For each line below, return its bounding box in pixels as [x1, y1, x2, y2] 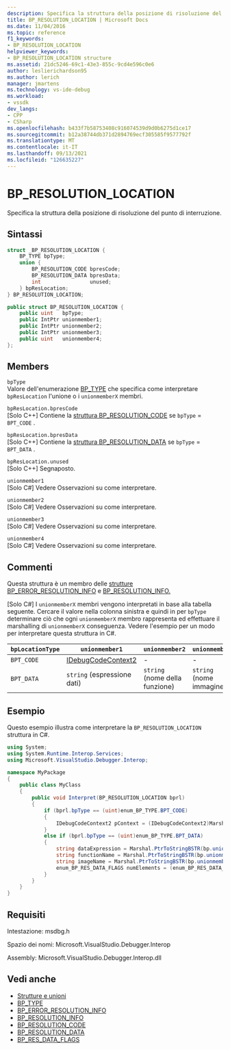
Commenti [7, 561, 53, 573]
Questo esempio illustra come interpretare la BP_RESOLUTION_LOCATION [7, 723, 202, 732]
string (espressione [66, 670, 132, 679]
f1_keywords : [7, 36, 44, 42]
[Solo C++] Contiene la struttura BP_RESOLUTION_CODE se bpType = [7, 412, 202, 420]
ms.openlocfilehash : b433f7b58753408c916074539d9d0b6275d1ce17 [7, 125, 192, 132]
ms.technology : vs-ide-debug [7, 86, 90, 93]
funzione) [143, 682, 175, 692]
